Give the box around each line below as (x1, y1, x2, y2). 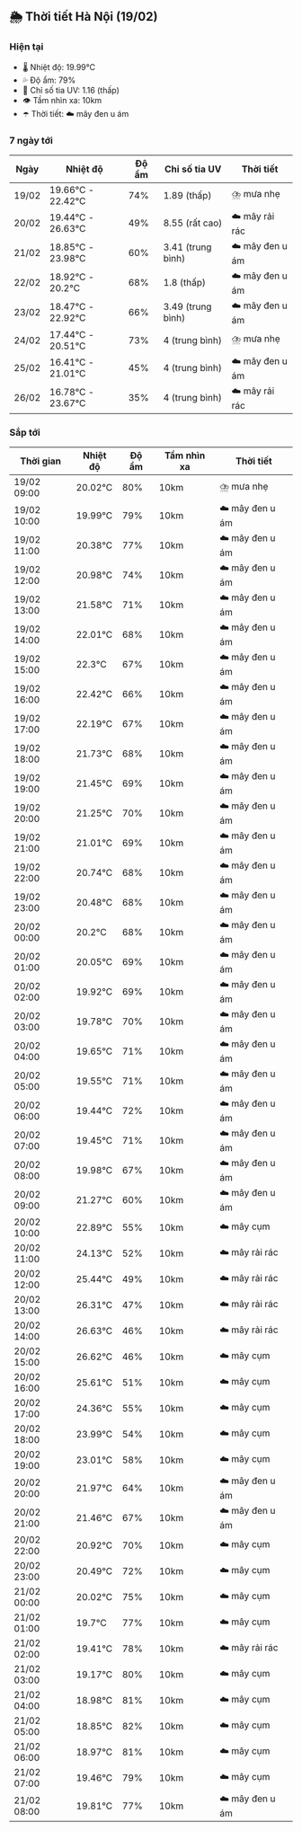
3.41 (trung (163, 241, 212, 253)
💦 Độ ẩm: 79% (22, 75, 76, 85)
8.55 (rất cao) (163, 217, 223, 229)
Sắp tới (9, 426, 40, 438)
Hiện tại (9, 40, 44, 53)
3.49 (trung (163, 301, 212, 314)
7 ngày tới (9, 134, 54, 146)
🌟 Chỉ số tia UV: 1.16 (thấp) (22, 84, 120, 95)
